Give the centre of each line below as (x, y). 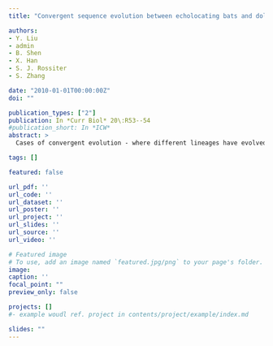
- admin (22, 45)
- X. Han (23, 61)
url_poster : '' (34, 210)
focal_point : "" (36, 285)
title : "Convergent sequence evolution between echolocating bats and (130, 16)
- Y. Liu (23, 38)
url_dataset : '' (36, 202)
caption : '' (28, 277)
